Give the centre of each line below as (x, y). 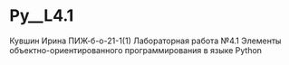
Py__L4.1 (42, 16)
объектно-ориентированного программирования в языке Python (136, 50)
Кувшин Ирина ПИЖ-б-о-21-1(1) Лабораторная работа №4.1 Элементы (145, 41)
